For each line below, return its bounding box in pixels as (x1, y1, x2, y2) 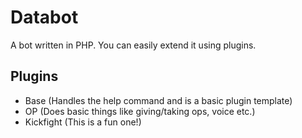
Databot (10, 6, 79, 29)
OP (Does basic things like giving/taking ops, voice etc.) (24, 105, 256, 117)
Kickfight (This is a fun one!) (24, 116, 142, 128)
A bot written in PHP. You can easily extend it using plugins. (10, 39, 257, 51)
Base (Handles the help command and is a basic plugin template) (24, 94, 293, 106)
